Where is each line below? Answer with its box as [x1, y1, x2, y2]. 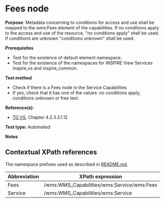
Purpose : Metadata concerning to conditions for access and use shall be [5, 19, 155, 25]
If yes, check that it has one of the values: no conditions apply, [12, 90, 141, 96]
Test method [5, 75, 32, 81]
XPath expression [79, 173, 123, 180]
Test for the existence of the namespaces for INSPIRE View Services [12, 60, 153, 66]
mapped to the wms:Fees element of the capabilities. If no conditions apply [5, 24, 159, 30]
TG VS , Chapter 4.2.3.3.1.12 [12, 114, 68, 120]
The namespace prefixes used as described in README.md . [5, 161, 128, 167]
